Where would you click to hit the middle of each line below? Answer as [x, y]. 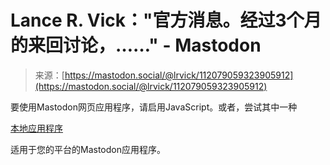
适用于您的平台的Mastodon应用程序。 [88, 149]
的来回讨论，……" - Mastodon [136, 45]
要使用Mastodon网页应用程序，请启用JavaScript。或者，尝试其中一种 [154, 107]
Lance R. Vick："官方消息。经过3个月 [166, 20]
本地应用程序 [36, 128]
